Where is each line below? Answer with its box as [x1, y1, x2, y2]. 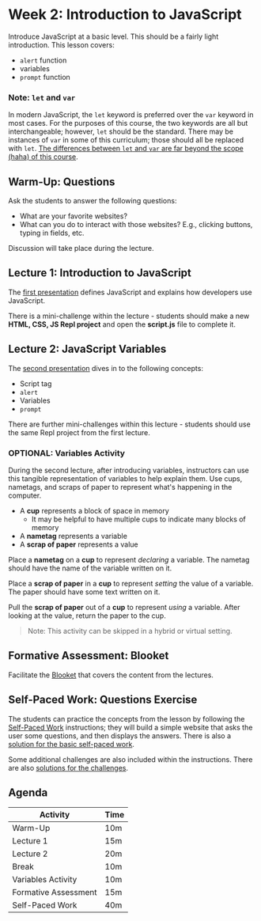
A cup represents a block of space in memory [19, 506, 170, 515]
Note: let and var [8, 92, 76, 103]
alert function [19, 55, 67, 65]
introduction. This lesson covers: [8, 40, 115, 49]
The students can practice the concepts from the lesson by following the [8, 714, 245, 723]
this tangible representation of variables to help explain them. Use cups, [8, 473, 243, 483]
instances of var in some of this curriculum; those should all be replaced [8, 135, 244, 145]
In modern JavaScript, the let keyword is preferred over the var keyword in [8, 110, 254, 119]
